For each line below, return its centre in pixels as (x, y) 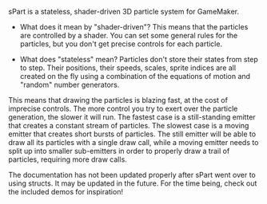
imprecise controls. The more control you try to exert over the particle (123, 108)
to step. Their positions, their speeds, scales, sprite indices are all (128, 68)
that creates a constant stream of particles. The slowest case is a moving (129, 126)
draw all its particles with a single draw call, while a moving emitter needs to (133, 142)
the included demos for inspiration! (66, 192)
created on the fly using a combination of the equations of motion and (135, 76)
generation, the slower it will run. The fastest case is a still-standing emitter (132, 117)
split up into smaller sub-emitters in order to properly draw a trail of (119, 151)
